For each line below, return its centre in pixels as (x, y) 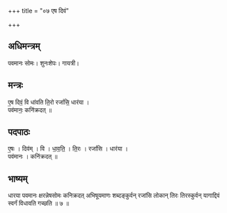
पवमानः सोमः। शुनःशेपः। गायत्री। (44, 63)
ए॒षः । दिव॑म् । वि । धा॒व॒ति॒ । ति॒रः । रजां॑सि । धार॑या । (68, 148)
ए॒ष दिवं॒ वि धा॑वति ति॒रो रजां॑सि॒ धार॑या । (49, 102)
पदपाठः (19, 132)
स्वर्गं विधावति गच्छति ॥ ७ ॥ (38, 203)
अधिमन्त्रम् (24, 46)
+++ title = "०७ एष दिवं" (38, 11)
